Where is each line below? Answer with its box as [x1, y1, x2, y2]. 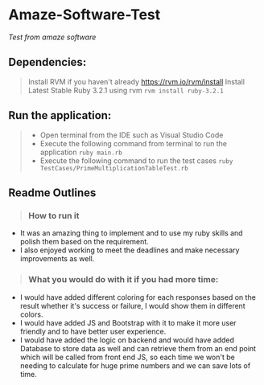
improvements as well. [19, 254, 95, 264]
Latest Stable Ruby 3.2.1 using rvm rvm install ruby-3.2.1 [27, 85, 224, 95]
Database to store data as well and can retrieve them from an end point [19, 343, 256, 353]
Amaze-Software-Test [8, 6, 161, 24]
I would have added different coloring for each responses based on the [19, 292, 256, 302]
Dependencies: [8, 55, 87, 69]
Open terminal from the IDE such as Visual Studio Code [39, 130, 224, 140]
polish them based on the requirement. [19, 237, 149, 247]
